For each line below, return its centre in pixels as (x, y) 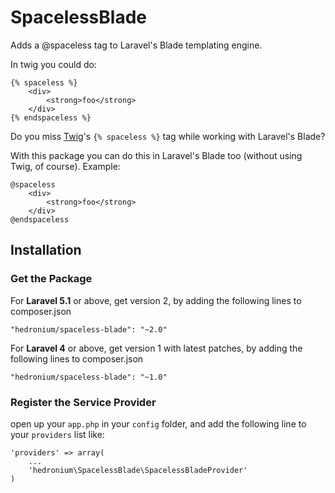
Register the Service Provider (83, 402)
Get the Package (51, 279)
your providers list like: (57, 434)
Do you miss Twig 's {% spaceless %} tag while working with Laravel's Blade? (168, 136)
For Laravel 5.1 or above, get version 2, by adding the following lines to (156, 300)
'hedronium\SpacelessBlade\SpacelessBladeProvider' (138, 470)
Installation (46, 250)
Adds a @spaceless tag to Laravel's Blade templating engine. (136, 45)
